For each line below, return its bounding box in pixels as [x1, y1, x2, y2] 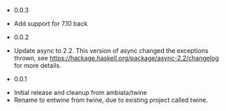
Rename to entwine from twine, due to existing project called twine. [13, 96, 208, 104]
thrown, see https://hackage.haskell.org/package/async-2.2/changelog [13, 54, 220, 62]
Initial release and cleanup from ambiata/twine [13, 89, 148, 96]
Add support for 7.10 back [13, 20, 88, 27]
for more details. [13, 61, 61, 69]
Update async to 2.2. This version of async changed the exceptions [13, 47, 209, 54]
